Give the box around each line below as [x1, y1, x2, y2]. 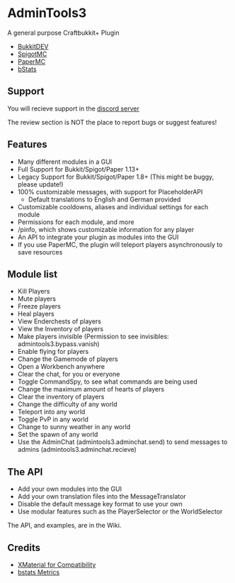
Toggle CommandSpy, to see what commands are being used [17, 377, 197, 386]
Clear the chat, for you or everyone [17, 370, 120, 379]
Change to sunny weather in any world [17, 423, 131, 431]
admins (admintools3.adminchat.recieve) [17, 445, 137, 454]
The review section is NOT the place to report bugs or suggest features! [7, 118, 217, 126]
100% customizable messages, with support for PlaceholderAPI [17, 187, 203, 196]
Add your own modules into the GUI [17, 484, 122, 494]
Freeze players [17, 302, 62, 311]
